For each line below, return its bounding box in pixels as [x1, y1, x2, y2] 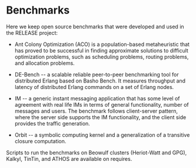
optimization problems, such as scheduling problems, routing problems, [14, 53, 189, 60]
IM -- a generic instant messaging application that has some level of [14, 95, 181, 102]
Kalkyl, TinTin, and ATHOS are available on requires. [6, 155, 132, 162]
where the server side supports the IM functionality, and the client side [14, 113, 187, 121]
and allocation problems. [14, 60, 75, 67]
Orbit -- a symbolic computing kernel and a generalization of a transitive [14, 131, 190, 139]
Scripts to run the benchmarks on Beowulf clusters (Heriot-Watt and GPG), [6, 149, 187, 156]
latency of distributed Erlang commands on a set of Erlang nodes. [14, 83, 174, 90]
